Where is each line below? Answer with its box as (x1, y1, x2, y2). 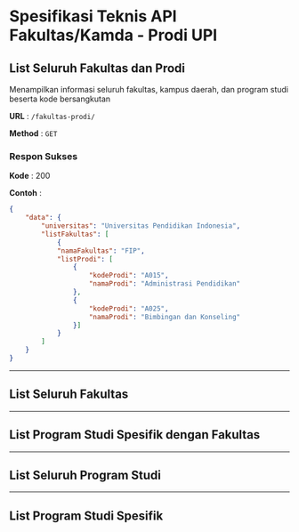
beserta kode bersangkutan (9, 93, 111, 104)
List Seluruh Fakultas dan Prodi (9, 60, 185, 76)
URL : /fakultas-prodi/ (9, 111, 95, 121)
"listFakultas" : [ (41, 230, 109, 238)
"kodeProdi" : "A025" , (88, 304, 169, 313)
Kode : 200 (9, 171, 51, 181)
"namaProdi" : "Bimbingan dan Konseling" (88, 312, 241, 321)
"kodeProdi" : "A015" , (88, 271, 169, 280)
